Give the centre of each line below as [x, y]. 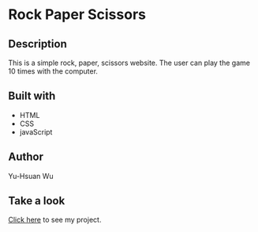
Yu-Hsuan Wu [31, 176]
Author [26, 157]
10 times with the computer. [53, 71]
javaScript [36, 131]
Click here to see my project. [55, 220]
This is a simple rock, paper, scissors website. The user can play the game [129, 63]
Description [37, 44]
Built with [32, 96]
